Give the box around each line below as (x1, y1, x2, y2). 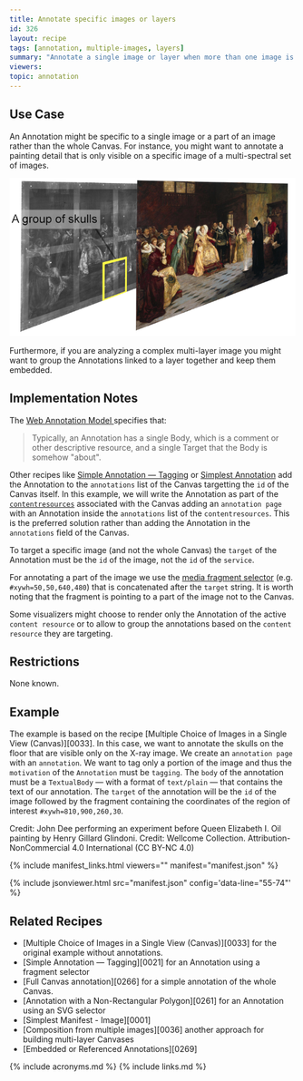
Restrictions (9, 654, 80, 670)
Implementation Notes (9, 391, 139, 406)
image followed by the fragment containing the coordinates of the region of (9, 796, 291, 807)
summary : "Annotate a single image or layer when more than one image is (9, 53, 295, 63)
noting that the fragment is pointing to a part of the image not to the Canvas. (9, 590, 295, 602)
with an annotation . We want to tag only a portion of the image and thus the (9, 757, 292, 768)
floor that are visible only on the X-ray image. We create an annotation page (9, 748, 293, 759)
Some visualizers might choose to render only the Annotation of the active (9, 609, 288, 619)
